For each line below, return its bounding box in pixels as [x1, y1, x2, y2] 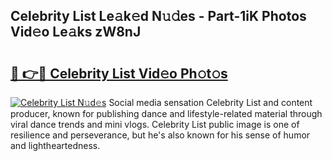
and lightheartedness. [10, 140, 101, 151]
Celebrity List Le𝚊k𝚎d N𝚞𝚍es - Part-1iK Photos [10, 8, 307, 25]
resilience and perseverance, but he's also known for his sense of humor [10, 129, 311, 141]
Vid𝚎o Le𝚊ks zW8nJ [10, 24, 142, 41]
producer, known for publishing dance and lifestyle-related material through [10, 108, 323, 119]
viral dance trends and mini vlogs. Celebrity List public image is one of [10, 119, 300, 130]
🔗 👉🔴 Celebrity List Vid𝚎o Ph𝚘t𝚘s [10, 65, 228, 82]
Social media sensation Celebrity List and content [108, 97, 313, 108]
